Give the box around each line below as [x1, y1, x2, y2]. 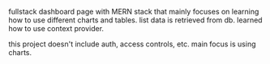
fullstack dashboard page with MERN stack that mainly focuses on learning [8, 7, 259, 16]
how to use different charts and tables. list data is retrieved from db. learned [8, 15, 263, 25]
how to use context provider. [8, 24, 104, 33]
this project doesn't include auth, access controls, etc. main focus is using [8, 39, 256, 49]
